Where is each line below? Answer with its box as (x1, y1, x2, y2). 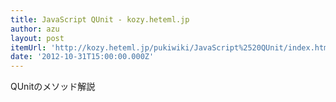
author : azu (10, 24, 60, 34)
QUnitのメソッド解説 (10, 81, 96, 93)
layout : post (10, 33, 65, 43)
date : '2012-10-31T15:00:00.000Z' (10, 52, 155, 62)
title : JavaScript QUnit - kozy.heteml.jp (10, 14, 190, 25)
